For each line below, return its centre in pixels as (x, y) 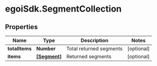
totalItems (20, 49)
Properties (21, 27)
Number (46, 49)
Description (94, 41)
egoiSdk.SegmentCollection (63, 9)
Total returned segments (95, 49)
